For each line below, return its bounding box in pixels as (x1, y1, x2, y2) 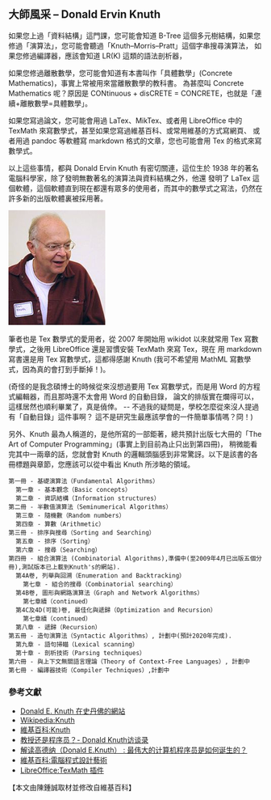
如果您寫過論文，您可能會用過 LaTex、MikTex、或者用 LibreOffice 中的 (8, 116, 243, 125)
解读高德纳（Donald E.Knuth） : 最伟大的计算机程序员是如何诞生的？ (19, 745, 248, 755)
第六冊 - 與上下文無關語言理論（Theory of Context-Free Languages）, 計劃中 (8, 658, 250, 666)
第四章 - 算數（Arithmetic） (15, 520, 105, 528)
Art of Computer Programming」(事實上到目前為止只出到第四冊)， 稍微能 (8, 439, 251, 449)
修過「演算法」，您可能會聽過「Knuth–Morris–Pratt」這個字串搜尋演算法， (8, 40, 252, 50)
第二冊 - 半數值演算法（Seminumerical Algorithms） (8, 502, 173, 511)
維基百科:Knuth (19, 725, 71, 734)
